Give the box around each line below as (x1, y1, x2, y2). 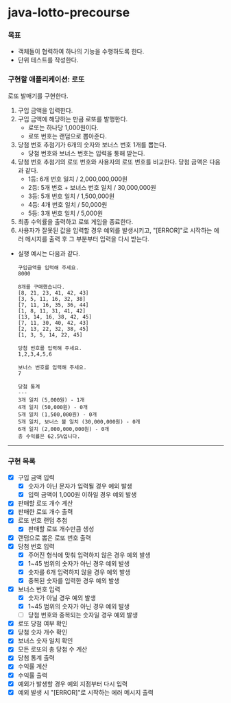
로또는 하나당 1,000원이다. (27, 123, 99, 132)
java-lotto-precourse (8, 5, 130, 21)
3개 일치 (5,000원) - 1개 (17, 396, 85, 404)
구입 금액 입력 (17, 473, 55, 482)
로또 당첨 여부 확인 (17, 619, 68, 628)
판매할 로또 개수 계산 (17, 499, 73, 508)
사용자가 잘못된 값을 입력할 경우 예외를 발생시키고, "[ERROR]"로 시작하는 (17, 226, 212, 234)
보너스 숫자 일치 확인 (17, 637, 73, 645)
